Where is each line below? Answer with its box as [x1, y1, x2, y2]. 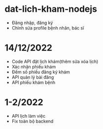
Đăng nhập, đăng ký [11, 20, 53, 26]
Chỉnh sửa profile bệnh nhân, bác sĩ [11, 25, 84, 31]
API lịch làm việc [11, 113, 45, 119]
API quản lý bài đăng [11, 74, 54, 80]
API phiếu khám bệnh [11, 79, 56, 85]
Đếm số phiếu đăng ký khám [11, 69, 70, 75]
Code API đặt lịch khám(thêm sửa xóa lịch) [11, 58, 99, 64]
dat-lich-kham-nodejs [4, 3, 97, 15]
